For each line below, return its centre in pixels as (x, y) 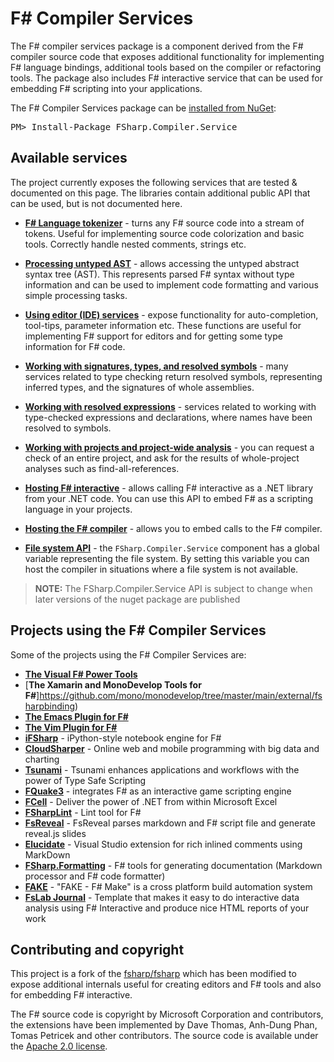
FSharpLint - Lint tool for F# (83, 812)
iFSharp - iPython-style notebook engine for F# (123, 738)
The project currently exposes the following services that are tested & (154, 182)
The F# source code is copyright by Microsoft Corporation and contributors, (167, 1014)
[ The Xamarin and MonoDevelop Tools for (113, 684)
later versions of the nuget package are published (137, 599)
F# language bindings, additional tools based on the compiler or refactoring (166, 67)
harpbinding (50, 706)
